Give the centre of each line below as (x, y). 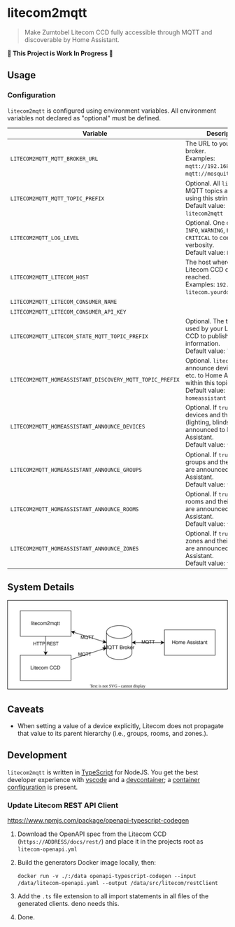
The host (198, 262)
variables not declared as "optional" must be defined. (84, 118)
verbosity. (200, 245)
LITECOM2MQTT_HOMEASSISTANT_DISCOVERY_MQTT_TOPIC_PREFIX (95, 379)
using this (199, 198)
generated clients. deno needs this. (68, 904)
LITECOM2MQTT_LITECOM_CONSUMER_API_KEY (68, 312)
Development (37, 755)
